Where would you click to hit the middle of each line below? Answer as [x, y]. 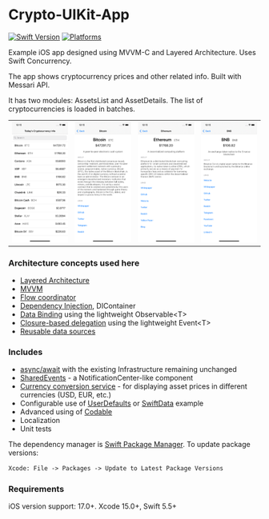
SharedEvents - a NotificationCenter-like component [106, 378]
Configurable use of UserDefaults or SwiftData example [112, 403]
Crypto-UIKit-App [69, 15]
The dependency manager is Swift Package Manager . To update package [129, 445]
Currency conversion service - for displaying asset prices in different [134, 386]
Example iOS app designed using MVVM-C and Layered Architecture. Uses [132, 52]
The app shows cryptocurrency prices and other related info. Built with [125, 76]
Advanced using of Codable [66, 412]
